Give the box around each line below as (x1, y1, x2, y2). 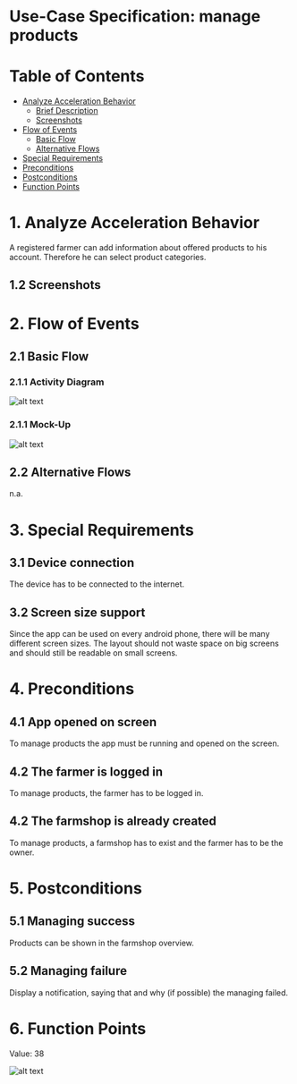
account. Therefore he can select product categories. (9, 252, 207, 263)
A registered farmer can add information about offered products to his (9, 242, 267, 253)
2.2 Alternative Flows (9, 465, 132, 480)
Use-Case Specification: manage (9, 6, 261, 27)
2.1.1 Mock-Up (9, 419, 72, 431)
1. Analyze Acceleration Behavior (9, 213, 260, 233)
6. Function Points (9, 1018, 147, 1038)
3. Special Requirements (9, 520, 194, 540)
